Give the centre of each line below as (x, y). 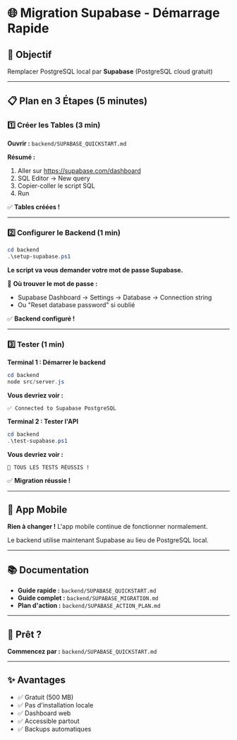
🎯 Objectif (30, 54)
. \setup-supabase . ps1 (39, 256)
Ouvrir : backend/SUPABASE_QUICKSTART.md (67, 143)
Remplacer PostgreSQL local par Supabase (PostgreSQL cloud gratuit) (110, 71)
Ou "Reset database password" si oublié (76, 304)
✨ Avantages (36, 680)
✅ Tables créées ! (34, 207)
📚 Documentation (48, 570)
